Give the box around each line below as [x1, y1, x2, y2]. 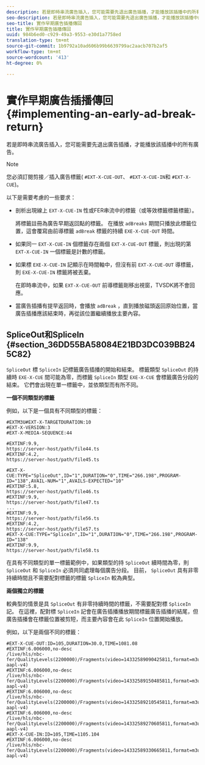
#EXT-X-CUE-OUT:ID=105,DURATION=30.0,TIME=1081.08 [6, 640, 138, 647]
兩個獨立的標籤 [6, 587, 44, 595]
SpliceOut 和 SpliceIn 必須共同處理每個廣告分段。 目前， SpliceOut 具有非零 [6, 567, 199, 574]
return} [6, 120, 44, 134]
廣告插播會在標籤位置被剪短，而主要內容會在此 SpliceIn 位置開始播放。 [6, 615, 187, 623]
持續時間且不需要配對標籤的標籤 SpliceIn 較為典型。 [6, 575, 138, 582]
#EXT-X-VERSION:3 [6, 425, 51, 431]
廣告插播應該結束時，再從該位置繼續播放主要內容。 [15, 310, 144, 317]
